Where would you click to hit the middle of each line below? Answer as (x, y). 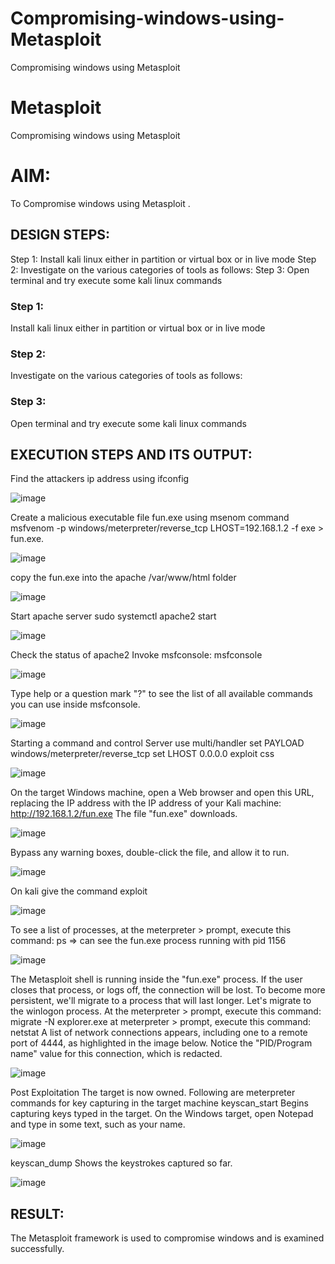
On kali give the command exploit (79, 891)
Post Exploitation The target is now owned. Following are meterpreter (153, 1093)
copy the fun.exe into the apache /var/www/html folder (123, 578)
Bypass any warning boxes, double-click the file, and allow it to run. (150, 853)
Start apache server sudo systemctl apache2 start (113, 616)
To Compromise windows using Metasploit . (100, 203)
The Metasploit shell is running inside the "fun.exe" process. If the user (156, 979)
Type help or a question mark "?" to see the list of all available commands (161, 694)
